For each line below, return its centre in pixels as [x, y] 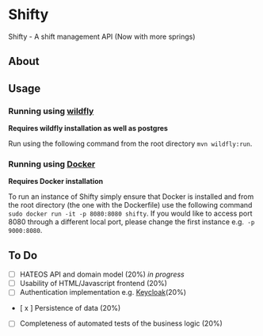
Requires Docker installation [56, 181]
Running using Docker [52, 164]
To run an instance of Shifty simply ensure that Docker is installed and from [131, 197]
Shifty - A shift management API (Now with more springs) [102, 36]
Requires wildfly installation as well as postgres [88, 128]
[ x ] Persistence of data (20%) [70, 308]
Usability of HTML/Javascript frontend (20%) [93, 284]
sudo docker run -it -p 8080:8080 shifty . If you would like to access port [130, 214]
